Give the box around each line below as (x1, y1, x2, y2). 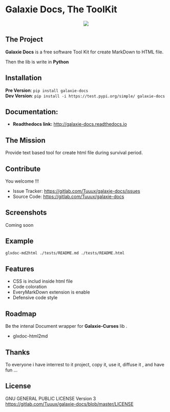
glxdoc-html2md (12, 333, 48, 339)
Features (5, 264, 34, 273)
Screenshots (5, 208, 47, 217)
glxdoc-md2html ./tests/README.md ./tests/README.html (5, 250, 125, 256)
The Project (5, 35, 44, 44)
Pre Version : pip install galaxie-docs (5, 87, 89, 93)
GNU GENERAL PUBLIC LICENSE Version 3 (5, 395, 96, 401)
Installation (5, 73, 42, 83)
